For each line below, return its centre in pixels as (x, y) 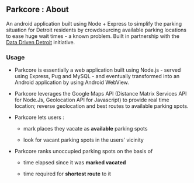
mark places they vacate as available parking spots (85, 129)
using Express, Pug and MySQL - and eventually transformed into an (97, 76)
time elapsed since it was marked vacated (75, 163)
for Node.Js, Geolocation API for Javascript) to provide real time (92, 100)
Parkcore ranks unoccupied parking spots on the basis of (84, 152)
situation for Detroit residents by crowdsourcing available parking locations (96, 30)
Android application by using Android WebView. (72, 82)
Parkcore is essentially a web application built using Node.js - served (98, 70)
